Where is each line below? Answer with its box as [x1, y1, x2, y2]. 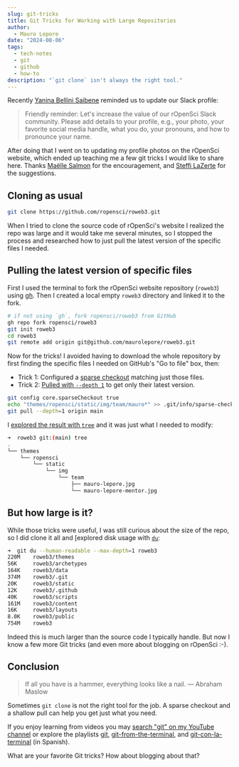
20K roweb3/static [7, 580, 75, 587]
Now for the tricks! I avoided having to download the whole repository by [7, 351, 221, 360]
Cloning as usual [7, 189, 83, 201]
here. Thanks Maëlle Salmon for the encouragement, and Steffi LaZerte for [7, 162, 226, 170]
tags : [7, 43, 23, 51]
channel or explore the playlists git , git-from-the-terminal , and [7, 730, 189, 739]
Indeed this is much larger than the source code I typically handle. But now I [7, 633, 230, 641]
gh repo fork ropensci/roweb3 [7, 319, 97, 326]
